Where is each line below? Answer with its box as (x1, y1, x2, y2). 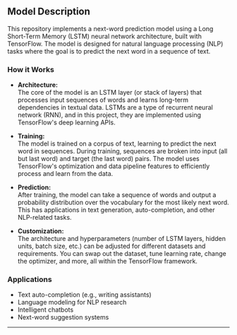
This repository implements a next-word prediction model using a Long (7, 24, 214, 33)
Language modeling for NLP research (17, 298, 127, 307)
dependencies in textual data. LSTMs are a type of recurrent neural (17, 103, 213, 112)
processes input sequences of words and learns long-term (17, 95, 189, 105)
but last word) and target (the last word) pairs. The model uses (17, 155, 200, 163)
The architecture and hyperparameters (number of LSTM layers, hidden (17, 235, 226, 243)
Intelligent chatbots (17, 305, 74, 314)
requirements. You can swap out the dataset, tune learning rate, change (17, 249, 227, 258)
